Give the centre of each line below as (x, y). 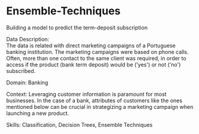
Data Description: (28, 39)
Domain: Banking (27, 83)
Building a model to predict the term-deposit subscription (77, 28)
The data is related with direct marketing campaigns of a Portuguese (91, 45)
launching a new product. (38, 113)
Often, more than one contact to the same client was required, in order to (97, 58)
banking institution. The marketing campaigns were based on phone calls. (97, 51)
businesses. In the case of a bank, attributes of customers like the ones (94, 100)
